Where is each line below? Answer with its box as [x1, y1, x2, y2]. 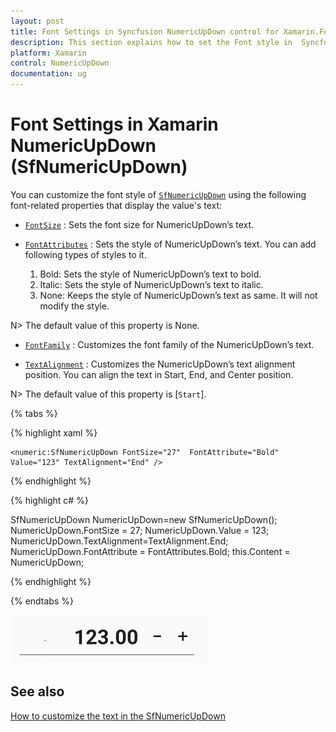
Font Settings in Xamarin [10, 113, 219, 136]
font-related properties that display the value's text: [10, 199, 223, 211]
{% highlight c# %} [10, 494, 89, 506]
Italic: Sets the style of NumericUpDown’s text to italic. [39, 278, 264, 290]
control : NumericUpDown [10, 58, 110, 69]
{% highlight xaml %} [10, 426, 98, 439]
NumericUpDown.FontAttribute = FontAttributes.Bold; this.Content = [10, 545, 291, 557]
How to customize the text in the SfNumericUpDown [10, 710, 226, 722]
